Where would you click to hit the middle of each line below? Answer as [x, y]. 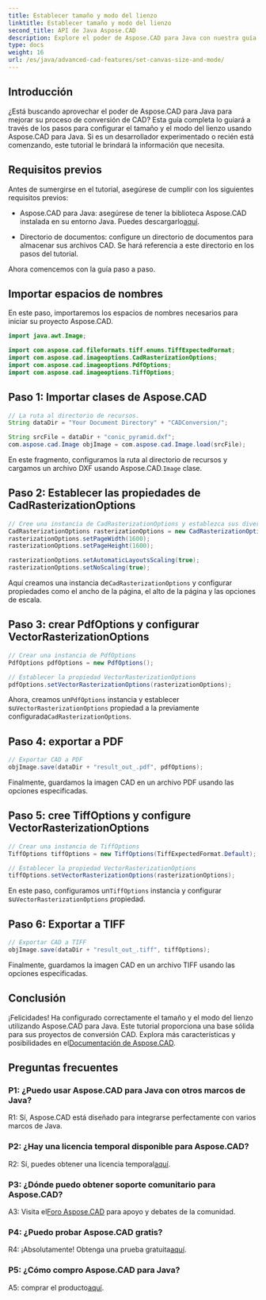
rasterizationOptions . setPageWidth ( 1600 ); [79, 538]
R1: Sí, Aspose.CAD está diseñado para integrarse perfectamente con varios [132, 1117]
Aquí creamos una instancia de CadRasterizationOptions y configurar [120, 583]
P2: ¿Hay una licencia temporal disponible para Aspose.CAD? [129, 1147]
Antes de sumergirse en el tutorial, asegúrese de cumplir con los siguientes [131, 189]
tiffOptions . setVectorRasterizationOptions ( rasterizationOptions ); [122, 876]
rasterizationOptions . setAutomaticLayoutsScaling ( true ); [104, 561]
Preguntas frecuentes [63, 1068]
